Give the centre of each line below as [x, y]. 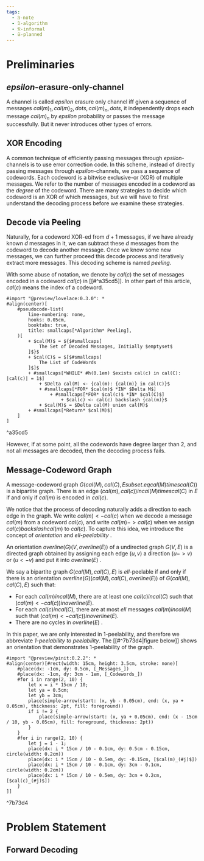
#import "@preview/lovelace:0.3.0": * [55, 299]
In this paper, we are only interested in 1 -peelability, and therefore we [93, 634]
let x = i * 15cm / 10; [58, 685]
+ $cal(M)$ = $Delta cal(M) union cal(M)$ [93, 406]
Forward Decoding [42, 850]
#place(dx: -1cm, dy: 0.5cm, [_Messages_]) [73, 669]
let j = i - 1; [47, 743]
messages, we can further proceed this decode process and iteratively [95, 256]
